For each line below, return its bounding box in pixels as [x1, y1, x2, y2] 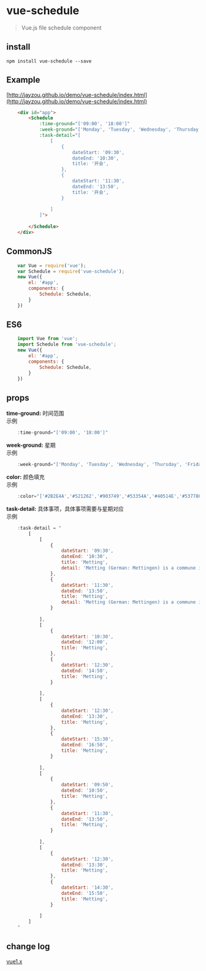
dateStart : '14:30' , [61, 884, 114, 891]
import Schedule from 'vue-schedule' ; [17, 341, 116, 347]
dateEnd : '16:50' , [61, 742, 109, 748]
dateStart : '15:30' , [61, 736, 114, 743]
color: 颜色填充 [6, 473, 45, 481]
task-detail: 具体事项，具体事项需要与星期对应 [6, 505, 124, 513]
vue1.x [6, 957, 23, 965]
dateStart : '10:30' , [61, 633, 114, 640]
